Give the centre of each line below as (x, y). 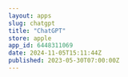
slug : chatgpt (32, 23)
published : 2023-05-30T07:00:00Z (64, 61)
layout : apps (30, 16)
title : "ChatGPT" (37, 30)
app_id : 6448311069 (41, 46)
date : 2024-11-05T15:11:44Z (55, 53)
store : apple (30, 38)
